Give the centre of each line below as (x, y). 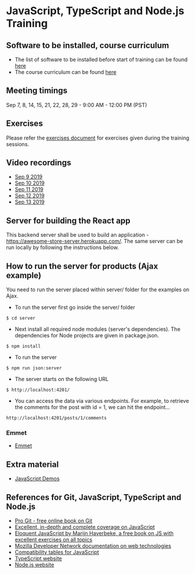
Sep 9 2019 (28, 177)
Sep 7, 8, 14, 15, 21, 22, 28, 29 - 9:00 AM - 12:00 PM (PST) (77, 105)
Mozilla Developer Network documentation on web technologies (93, 546)
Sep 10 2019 (30, 183)
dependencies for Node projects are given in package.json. (87, 336)
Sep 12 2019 (30, 196)
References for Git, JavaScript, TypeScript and (94, 497)
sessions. (18, 144)
